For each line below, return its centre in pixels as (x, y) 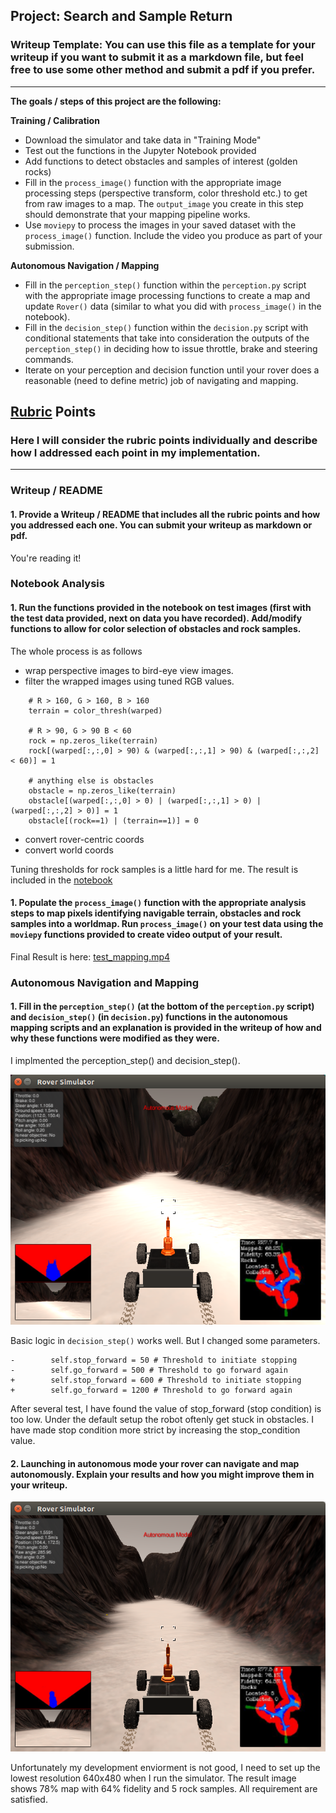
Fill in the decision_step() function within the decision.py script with (166, 327)
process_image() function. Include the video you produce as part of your (173, 235)
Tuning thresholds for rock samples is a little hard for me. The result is (154, 869)
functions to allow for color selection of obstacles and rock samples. (156, 629)
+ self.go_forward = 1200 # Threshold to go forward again (151, 1390)
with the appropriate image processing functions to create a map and (167, 295)
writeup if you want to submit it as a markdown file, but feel (157, 57)
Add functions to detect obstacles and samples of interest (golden (161, 161)
